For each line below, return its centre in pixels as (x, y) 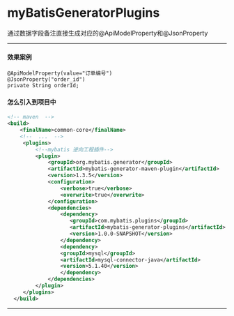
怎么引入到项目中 (32, 102)
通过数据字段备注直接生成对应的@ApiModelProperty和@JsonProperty (108, 33)
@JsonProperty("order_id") (46, 80)
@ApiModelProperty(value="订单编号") (60, 74)
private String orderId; (43, 86)
